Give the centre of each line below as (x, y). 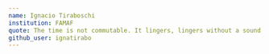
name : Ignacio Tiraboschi (52, 15)
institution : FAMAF (41, 23)
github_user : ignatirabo (50, 38)
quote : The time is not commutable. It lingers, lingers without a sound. (137, 30)
